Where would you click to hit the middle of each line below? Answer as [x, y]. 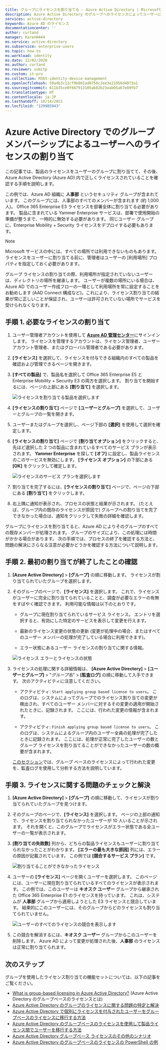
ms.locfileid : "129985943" [33, 106]
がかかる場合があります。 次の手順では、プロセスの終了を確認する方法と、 [81, 538]
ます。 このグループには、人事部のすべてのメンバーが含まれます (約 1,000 [84, 200]
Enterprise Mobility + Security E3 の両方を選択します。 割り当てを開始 [84, 380]
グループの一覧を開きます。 [49, 414]
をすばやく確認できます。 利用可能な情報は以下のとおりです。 [75, 604]
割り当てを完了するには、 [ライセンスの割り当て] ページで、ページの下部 [86, 486]
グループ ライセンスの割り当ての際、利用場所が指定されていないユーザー [79, 274]
